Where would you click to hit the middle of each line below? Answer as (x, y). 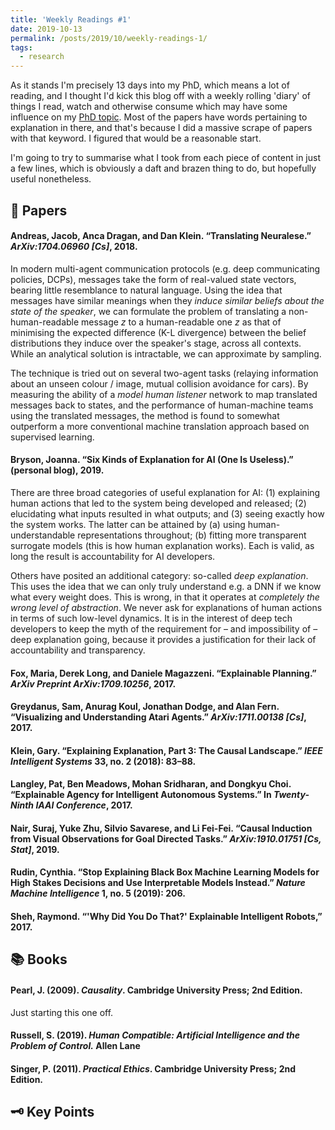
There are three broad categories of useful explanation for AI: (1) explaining (165, 492)
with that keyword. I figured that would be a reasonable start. (136, 138)
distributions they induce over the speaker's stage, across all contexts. (156, 343)
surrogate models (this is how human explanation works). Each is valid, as (162, 545)
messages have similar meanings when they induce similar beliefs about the (167, 300)
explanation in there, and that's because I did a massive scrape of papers (161, 128)
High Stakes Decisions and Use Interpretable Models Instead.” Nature (158, 883)
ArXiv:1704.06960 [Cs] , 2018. (74, 247)
